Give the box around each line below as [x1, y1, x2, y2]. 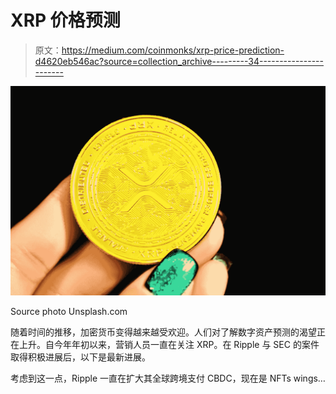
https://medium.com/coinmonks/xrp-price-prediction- [61, 44, 285, 56]
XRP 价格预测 [10, 9, 121, 32]
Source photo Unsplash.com [10, 305, 128, 317]
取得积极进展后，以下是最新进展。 [10, 351, 151, 363]
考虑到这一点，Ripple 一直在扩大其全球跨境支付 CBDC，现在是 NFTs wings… [10, 372, 326, 384]
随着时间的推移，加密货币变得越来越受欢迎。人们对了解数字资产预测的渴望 [10, 326, 317, 338]
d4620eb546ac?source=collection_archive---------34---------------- [34, 55, 324, 67]
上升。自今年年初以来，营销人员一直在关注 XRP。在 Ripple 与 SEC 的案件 [18, 338, 320, 350]
